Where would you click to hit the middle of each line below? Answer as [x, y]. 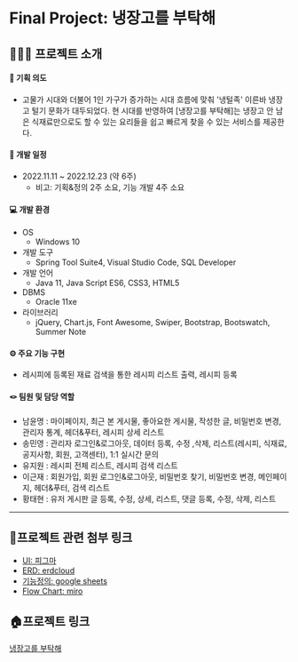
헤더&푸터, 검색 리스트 [72, 487]
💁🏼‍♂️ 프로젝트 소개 [56, 54]
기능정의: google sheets [65, 581]
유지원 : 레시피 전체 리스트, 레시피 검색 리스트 [100, 465]
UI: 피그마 [39, 561]
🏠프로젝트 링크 [50, 622]
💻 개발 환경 [30, 209]
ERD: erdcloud [48, 570]
